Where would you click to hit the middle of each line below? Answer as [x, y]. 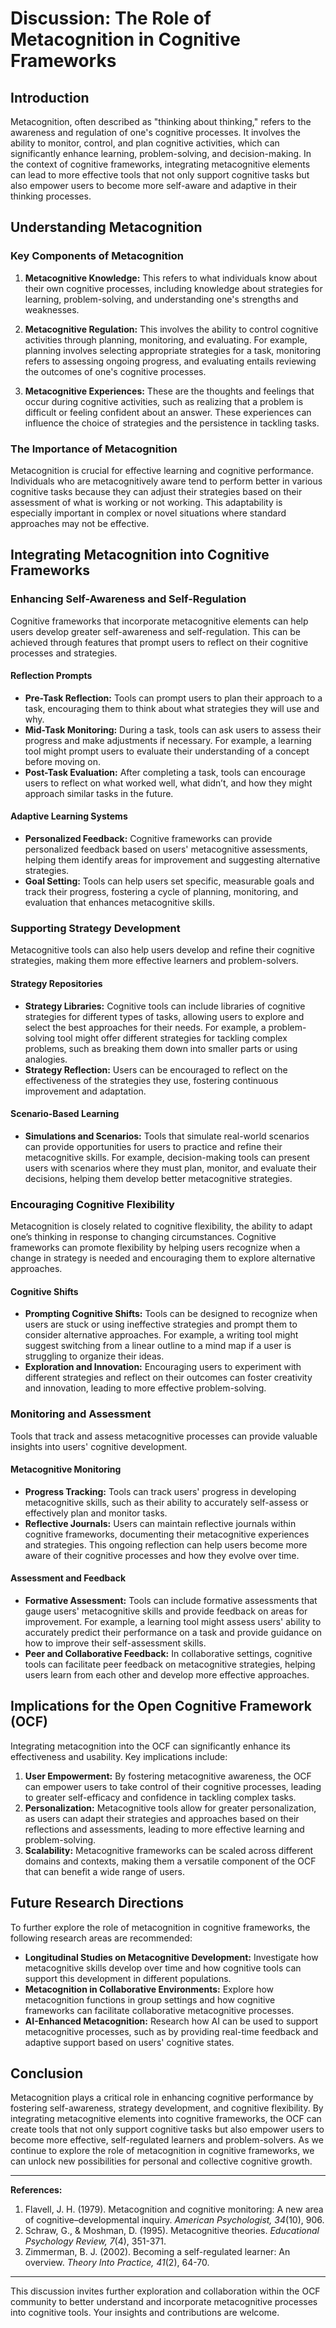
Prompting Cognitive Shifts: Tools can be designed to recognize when [171, 1314]
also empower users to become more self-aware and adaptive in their [154, 185]
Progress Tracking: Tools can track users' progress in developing [160, 1491]
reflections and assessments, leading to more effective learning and [164, 1829]
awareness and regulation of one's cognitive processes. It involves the [155, 132]
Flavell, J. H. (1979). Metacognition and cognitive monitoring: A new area [174, 2209]
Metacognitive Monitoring [66, 1469]
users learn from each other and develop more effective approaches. [167, 1674]
